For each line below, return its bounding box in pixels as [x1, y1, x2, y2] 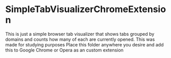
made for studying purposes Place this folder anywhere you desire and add [5, 41, 164, 47]
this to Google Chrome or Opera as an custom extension [5, 47, 124, 53]
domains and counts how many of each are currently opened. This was [5, 36, 155, 42]
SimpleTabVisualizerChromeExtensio [5, 4, 166, 15]
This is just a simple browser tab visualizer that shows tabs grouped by [5, 31, 155, 37]
